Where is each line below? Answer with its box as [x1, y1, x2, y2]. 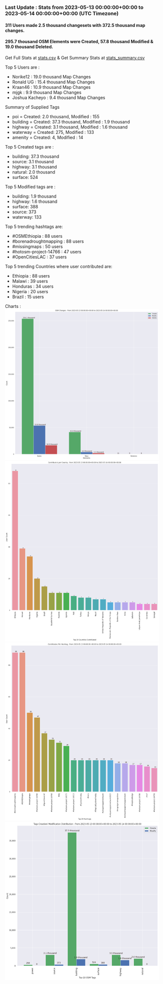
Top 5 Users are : [5, 64, 40, 70]
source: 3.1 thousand [12, 158, 54, 164]
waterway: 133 [12, 214, 42, 220]
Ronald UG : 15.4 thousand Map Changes [12, 79, 95, 85]
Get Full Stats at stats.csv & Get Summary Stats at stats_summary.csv [5, 54, 145, 60]
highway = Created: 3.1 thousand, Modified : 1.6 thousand [12, 124, 128, 130]
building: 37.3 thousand [12, 153, 60, 159]
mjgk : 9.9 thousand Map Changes [12, 89, 81, 95]
